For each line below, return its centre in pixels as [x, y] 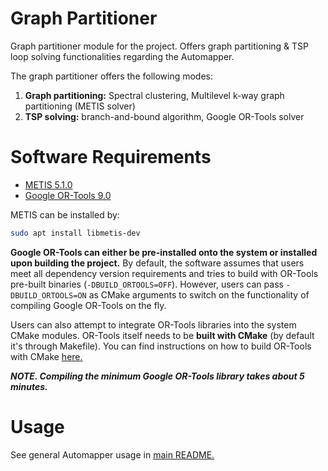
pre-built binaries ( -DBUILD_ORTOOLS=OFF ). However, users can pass [147, 284]
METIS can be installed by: [65, 214]
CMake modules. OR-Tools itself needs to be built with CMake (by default [162, 335]
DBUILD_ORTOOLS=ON [48, 295]
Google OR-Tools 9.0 [68, 195]
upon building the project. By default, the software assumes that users [157, 263]
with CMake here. [46, 356]
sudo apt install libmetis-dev [75, 233]
